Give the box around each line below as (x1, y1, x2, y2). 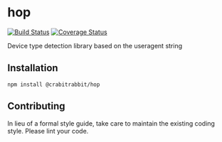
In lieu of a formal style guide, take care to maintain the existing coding (7, 119, 216, 128)
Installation (7, 62, 58, 75)
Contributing (7, 100, 65, 112)
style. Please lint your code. (7, 126, 89, 135)
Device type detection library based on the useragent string (7, 41, 183, 50)
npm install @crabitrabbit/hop (7, 81, 100, 88)
